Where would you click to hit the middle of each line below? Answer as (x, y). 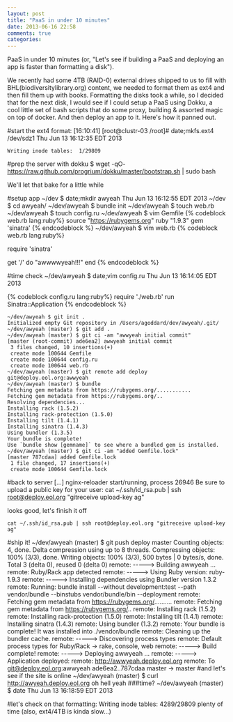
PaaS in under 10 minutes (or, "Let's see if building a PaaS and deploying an (116, 59)
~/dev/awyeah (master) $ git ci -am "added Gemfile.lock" (93, 451)
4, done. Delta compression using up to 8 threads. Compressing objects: (111, 550)
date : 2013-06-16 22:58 (42, 26)
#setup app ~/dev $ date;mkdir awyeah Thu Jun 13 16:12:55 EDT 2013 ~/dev (116, 199)
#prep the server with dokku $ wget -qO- (66, 164)
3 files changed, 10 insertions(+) (62, 348)
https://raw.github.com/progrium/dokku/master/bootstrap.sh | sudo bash (112, 171)
